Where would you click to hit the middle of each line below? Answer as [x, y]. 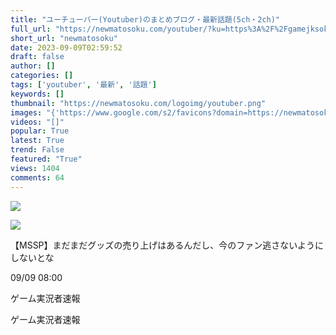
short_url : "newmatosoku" [64, 38]
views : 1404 [35, 168]
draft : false [37, 57]
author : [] [33, 66]
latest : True [37, 141]
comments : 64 [37, 177]
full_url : [31, 29]
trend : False [37, 150]
